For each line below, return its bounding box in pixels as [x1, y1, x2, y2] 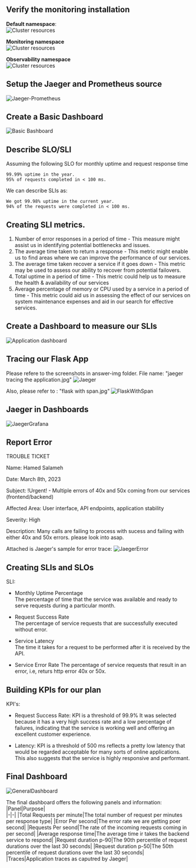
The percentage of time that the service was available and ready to [14, 596, 178, 603]
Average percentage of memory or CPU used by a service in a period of [14, 285, 190, 292]
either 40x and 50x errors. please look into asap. [6, 534, 124, 541]
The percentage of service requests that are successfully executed [14, 620, 178, 627]
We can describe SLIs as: [6, 187, 68, 194]
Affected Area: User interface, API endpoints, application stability [6, 505, 164, 512]
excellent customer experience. [14, 731, 91, 738]
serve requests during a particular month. [14, 602, 116, 609]
